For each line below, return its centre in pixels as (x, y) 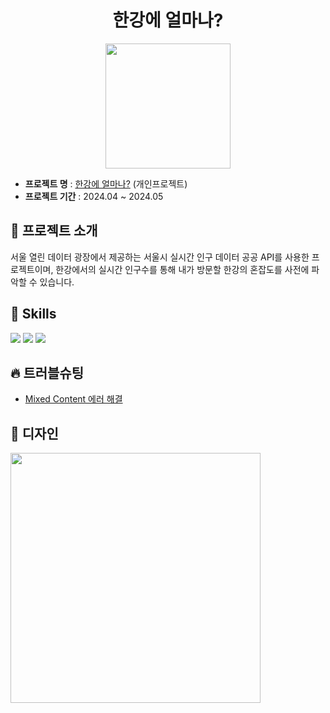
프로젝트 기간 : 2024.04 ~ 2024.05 (94, 196)
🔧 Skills (33, 314)
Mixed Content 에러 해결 (73, 399)
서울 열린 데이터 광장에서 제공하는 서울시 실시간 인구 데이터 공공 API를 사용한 (160, 257)
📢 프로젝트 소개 (54, 231)
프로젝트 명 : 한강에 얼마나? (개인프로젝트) (106, 183)
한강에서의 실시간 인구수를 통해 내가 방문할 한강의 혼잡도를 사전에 (182, 269)
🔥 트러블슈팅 (47, 372)
